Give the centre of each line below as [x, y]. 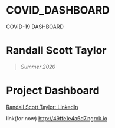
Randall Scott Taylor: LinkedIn [42, 107]
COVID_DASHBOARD [58, 10]
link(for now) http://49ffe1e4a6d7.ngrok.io [57, 118]
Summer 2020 [38, 67]
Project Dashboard [53, 91]
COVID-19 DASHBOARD [35, 27]
